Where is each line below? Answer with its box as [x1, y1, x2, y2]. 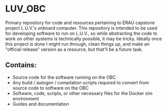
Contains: [5, 61, 37, 69]
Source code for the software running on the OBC [12, 74, 116, 80]
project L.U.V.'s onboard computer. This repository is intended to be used [5, 25, 157, 31]
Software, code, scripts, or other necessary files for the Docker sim [12, 90, 153, 96]
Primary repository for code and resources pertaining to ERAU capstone [5, 20, 155, 26]
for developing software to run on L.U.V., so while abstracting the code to [5, 30, 157, 36]
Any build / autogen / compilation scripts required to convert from [12, 79, 149, 85]
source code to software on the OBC [12, 85, 89, 91]
